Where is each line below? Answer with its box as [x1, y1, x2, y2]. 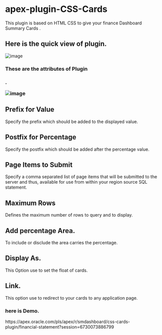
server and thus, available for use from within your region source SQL [5, 179, 148, 185]
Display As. [5, 254, 41, 262]
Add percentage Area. [5, 226, 76, 235]
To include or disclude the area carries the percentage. [5, 240, 118, 246]
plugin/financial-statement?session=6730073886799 [5, 324, 114, 330]
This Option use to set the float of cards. [5, 267, 88, 273]
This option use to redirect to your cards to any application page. [5, 295, 138, 301]
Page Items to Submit [5, 160, 73, 169]
